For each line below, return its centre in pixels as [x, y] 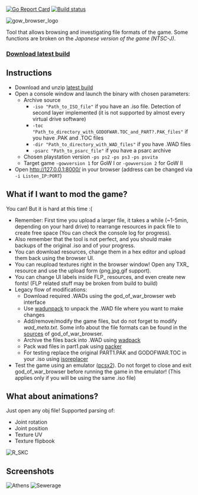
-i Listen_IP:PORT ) [38, 176]
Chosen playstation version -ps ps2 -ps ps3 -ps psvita [91, 157]
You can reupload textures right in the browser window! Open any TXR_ [102, 264]
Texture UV [28, 435]
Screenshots [30, 471]
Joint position [31, 429]
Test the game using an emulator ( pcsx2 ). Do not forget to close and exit [103, 365]
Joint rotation [31, 422]
